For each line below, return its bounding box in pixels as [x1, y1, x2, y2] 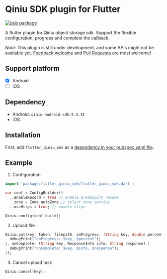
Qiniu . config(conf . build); [5, 213, 61, 218]
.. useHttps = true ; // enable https [9, 204, 85, 209]
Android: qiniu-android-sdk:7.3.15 [12, 111, 85, 117]
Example [5, 158, 33, 167]
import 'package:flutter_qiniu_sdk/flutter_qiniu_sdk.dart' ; [5, 181, 135, 186]
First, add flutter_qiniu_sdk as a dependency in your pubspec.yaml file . [5, 144, 154, 150]
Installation [5, 131, 41, 139]
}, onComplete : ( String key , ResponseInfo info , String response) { [5, 241, 150, 246]
